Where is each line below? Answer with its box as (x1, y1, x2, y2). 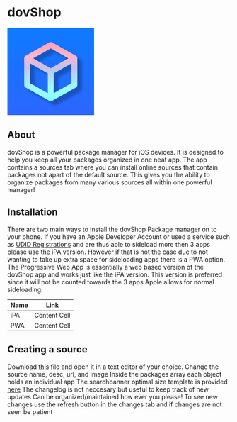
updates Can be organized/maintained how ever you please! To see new (7, 392, 218, 401)
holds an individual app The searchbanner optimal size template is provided (7, 377, 228, 386)
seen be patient (7, 407, 53, 416)
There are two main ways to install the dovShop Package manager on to (7, 225, 217, 233)
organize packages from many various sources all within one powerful (7, 178, 212, 187)
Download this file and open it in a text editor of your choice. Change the (7, 362, 219, 371)
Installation (7, 206, 58, 218)
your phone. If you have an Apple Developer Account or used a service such (7, 232, 230, 241)
